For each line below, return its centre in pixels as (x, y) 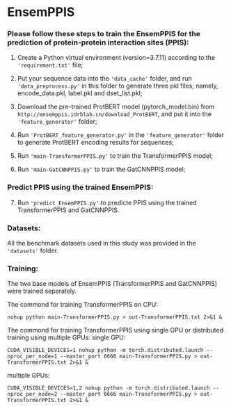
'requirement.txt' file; (50, 65)
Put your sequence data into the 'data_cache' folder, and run (105, 79)
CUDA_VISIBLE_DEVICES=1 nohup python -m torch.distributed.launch (105, 351)
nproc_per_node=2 (32, 394)
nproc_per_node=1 (32, 356)
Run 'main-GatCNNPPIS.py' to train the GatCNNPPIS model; (101, 169)
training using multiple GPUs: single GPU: (66, 337)
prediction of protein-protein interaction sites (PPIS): (98, 42)
